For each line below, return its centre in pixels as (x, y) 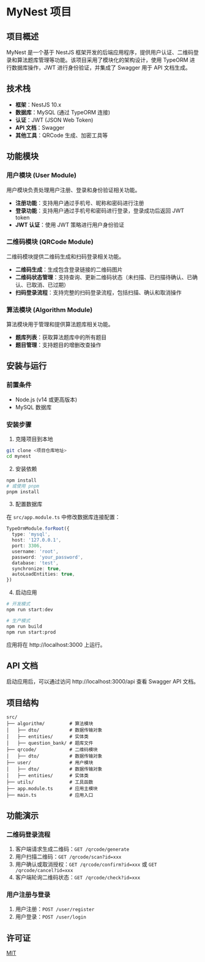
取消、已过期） (50, 285)
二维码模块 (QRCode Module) (50, 242)
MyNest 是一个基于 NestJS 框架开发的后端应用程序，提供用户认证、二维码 (100, 52)
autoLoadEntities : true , (43, 574)
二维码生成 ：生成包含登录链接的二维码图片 (69, 269)
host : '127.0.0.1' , (37, 540)
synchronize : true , (37, 569)
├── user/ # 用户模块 (50, 763)
